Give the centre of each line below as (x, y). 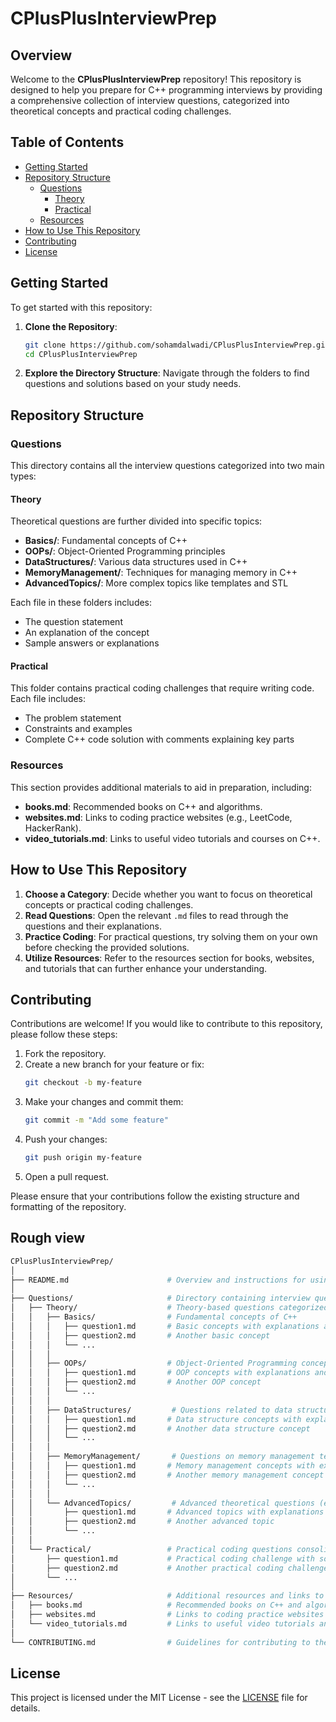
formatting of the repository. (68, 1207)
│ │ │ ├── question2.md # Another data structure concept (160, 1428)
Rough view (48, 1238)
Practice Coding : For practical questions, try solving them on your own (171, 936)
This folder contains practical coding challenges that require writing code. (162, 688)
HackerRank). (53, 828)
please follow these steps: (64, 1034)
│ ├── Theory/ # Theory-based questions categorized (169, 1308)
